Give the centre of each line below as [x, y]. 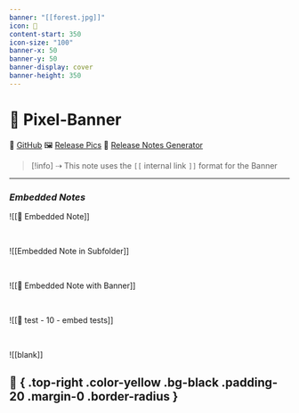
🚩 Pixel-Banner [65, 119]
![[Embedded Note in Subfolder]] [69, 251]
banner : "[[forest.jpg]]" [57, 17]
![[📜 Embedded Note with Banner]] [73, 285]
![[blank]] [26, 354]
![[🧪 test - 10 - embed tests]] [61, 320]
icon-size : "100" [41, 42]
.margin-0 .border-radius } [103, 396]
